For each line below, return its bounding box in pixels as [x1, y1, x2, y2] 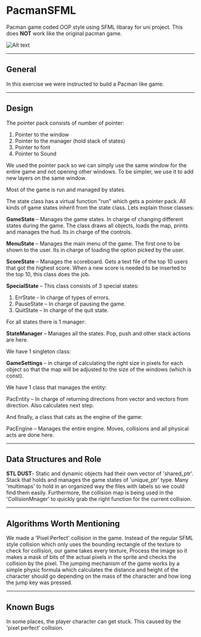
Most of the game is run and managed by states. [6, 186, 126, 193]
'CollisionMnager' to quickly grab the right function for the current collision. [6, 496, 193, 503]
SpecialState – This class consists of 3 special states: [6, 282, 139, 289]
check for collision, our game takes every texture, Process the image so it [6, 547, 187, 554]
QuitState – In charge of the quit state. [14, 306, 109, 313]
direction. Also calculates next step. [6, 401, 95, 409]
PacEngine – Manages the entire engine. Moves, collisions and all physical [6, 425, 189, 432]
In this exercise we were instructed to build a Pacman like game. [6, 80, 165, 87]
